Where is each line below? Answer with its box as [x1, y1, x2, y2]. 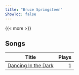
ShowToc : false [5, 12, 37, 17]
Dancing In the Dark [7, 62, 54, 69]
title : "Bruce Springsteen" [5, 7, 63, 12]
